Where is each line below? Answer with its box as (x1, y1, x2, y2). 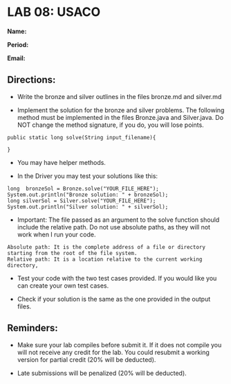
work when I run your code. (17, 230, 96, 238)
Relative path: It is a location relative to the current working (7, 256, 203, 263)
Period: (7, 40, 29, 49)
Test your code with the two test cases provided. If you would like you (17, 274, 217, 282)
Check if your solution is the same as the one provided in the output (17, 295, 211, 303)
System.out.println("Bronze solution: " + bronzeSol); (7, 191, 169, 198)
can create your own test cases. (17, 281, 109, 290)
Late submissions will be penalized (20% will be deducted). (17, 369, 187, 377)
